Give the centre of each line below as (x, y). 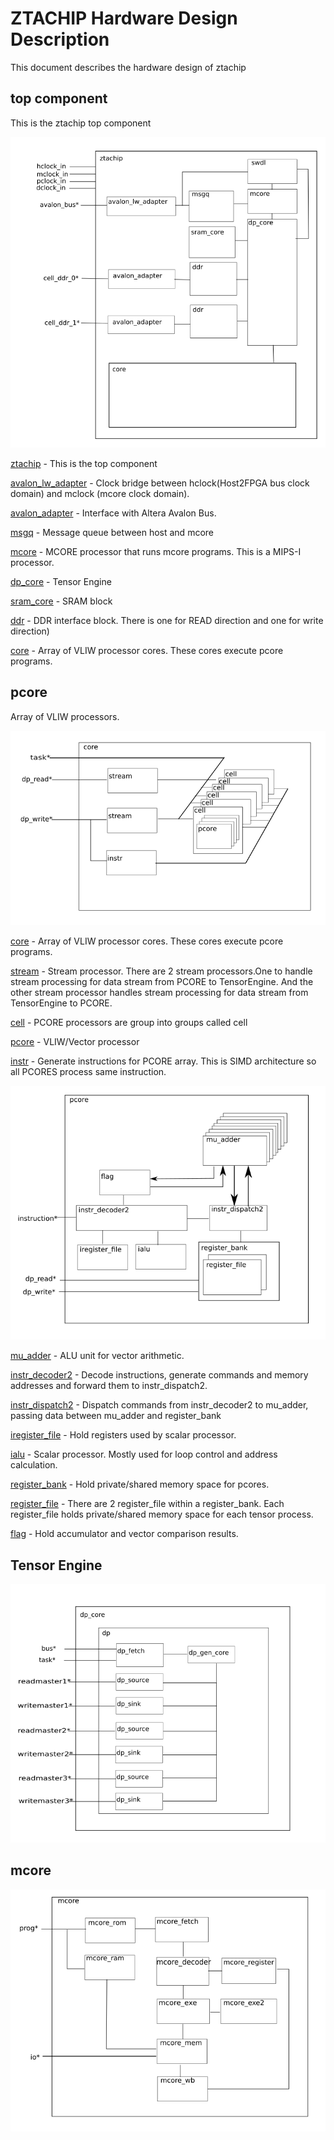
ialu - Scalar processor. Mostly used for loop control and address (144, 1454)
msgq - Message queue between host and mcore (112, 532)
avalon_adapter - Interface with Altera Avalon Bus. (113, 513)
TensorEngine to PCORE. (61, 1003)
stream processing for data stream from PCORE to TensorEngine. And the (162, 981)
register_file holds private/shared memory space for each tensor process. (162, 1514)
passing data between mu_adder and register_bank (116, 1416)
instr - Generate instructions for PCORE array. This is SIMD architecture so (163, 1061)
